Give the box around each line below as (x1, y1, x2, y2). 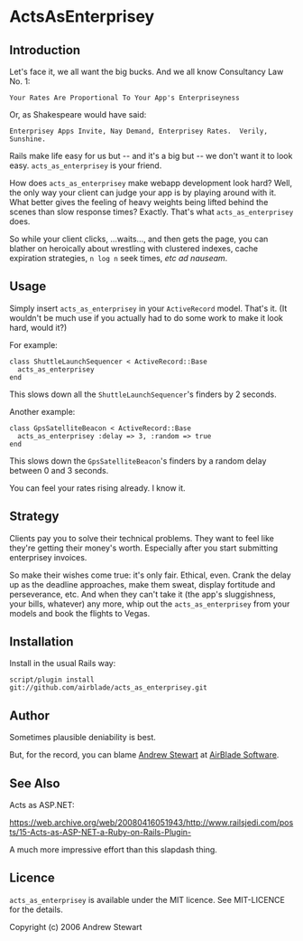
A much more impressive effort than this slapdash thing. (9, 844, 218, 855)
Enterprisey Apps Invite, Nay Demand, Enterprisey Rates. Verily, (9, 127, 269, 136)
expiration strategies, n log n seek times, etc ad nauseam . (9, 253, 228, 263)
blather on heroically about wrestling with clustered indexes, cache (9, 243, 259, 254)
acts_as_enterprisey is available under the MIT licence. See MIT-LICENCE (9, 894, 286, 905)
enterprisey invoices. (9, 551, 87, 562)
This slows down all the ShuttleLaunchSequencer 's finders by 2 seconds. (9, 389, 277, 400)
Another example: (9, 406, 76, 417)
